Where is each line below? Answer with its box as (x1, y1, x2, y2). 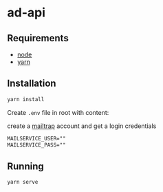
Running (7, 160, 45, 172)
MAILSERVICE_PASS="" (7, 141, 67, 149)
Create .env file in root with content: (7, 108, 109, 116)
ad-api (7, 5, 46, 21)
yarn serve (7, 179, 39, 186)
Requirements (7, 32, 69, 44)
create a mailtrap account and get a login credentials (7, 122, 157, 130)
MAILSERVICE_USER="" (7, 135, 67, 142)
